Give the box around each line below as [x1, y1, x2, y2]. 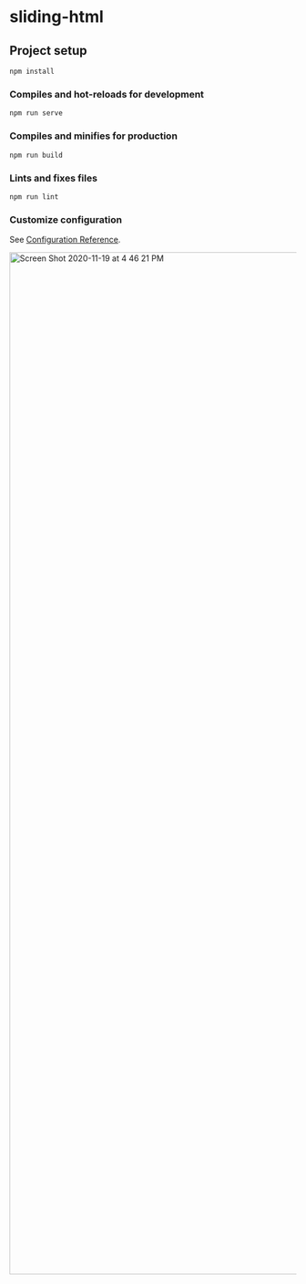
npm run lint [9, 192, 59, 202]
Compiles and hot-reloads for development [9, 88, 205, 100]
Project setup [9, 43, 88, 58]
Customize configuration [9, 213, 123, 225]
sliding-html [9, 6, 105, 27]
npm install [9, 67, 55, 76]
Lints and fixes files [9, 172, 98, 184]
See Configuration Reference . [9, 235, 121, 245]
